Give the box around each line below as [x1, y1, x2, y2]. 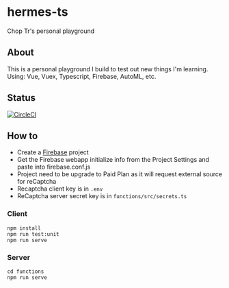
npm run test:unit [7, 230, 59, 237]
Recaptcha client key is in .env [16, 184, 103, 193]
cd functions [7, 268, 44, 275]
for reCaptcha [16, 178, 57, 186]
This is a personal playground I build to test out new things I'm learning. [7, 64, 208, 73]
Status [7, 92, 36, 104]
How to [7, 130, 38, 141]
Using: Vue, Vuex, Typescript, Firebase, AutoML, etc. [7, 72, 157, 80]
